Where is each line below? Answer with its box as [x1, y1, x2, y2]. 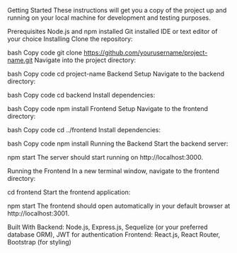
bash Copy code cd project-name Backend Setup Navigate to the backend [7, 70, 225, 78]
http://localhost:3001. [7, 209, 70, 218]
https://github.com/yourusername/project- [83, 49, 208, 57]
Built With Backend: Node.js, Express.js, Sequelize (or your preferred [7, 223, 208, 231]
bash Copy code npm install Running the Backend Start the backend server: [7, 139, 229, 148]
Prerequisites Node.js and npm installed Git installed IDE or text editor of [7, 28, 218, 35]
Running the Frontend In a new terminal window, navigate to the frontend [7, 167, 219, 175]
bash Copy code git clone [7, 49, 83, 57]
